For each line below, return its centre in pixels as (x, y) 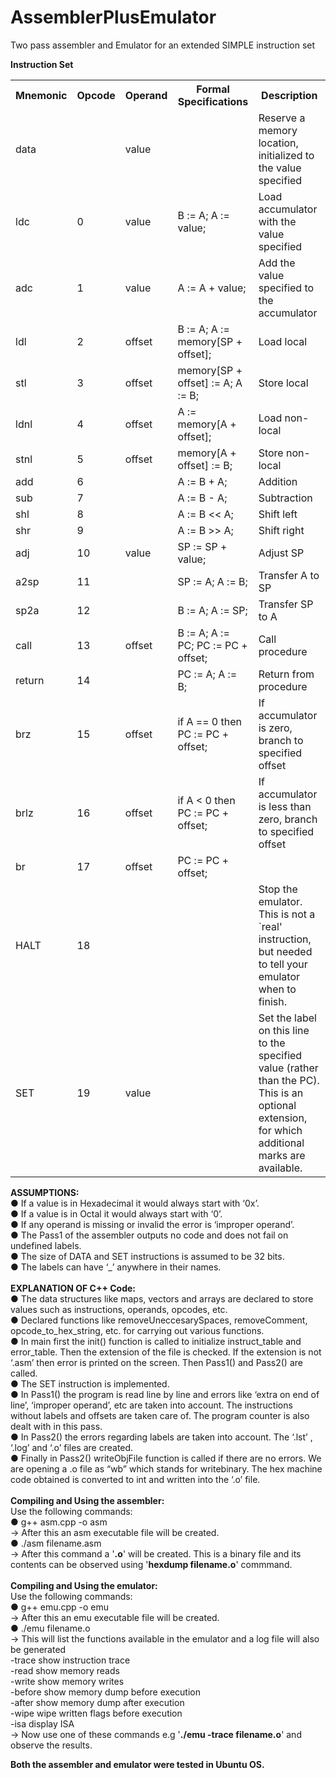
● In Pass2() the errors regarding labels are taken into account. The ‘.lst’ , (161, 1437)
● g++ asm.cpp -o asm (59, 1522)
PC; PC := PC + (212, 645)
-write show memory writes (67, 1681)
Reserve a (282, 118)
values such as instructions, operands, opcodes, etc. (119, 1309)
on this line (284, 1030)
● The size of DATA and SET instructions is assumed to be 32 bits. (147, 1256)
